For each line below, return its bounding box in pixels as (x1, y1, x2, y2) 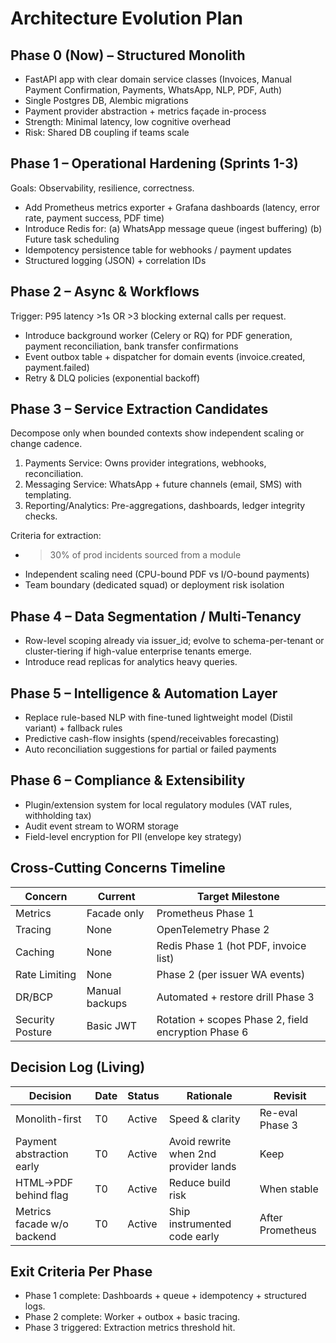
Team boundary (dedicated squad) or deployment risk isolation (24, 579, 285, 591)
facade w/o (15, 1217, 69, 1231)
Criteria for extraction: (10, 530, 102, 542)
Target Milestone (196, 889, 280, 903)
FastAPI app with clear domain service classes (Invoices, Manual (24, 73, 292, 85)
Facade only (86, 906, 145, 920)
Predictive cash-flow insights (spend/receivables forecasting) (24, 733, 280, 745)
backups (86, 996, 128, 1010)
